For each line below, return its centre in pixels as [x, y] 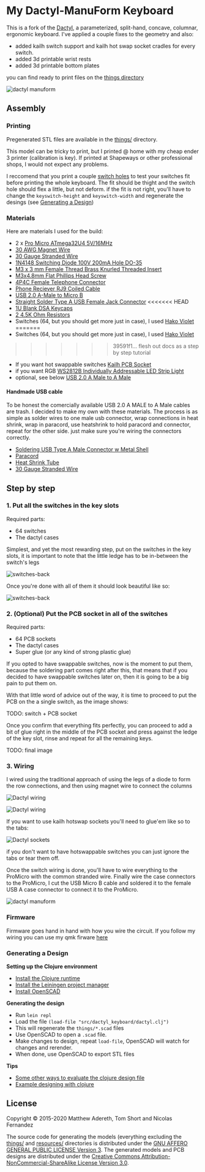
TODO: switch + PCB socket [42, 713]
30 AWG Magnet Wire [43, 249]
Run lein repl [33, 1015]
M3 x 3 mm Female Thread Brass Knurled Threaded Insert [88, 269]
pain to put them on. [32, 683]
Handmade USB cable [35, 391]
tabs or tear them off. [33, 858]
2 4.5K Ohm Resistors [43, 314]
